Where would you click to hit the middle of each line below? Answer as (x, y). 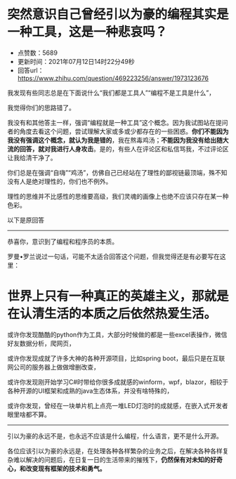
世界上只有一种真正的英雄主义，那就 (112, 296)
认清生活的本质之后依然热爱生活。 (118, 314)
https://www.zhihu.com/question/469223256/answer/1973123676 (113, 78)
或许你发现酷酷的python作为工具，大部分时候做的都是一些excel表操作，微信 (117, 334)
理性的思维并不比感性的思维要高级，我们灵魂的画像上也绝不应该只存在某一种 (118, 196)
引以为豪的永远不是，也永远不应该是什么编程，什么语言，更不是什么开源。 (115, 435)
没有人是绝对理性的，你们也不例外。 (60, 181)
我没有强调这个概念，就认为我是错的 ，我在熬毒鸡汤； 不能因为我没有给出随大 (118, 140)
